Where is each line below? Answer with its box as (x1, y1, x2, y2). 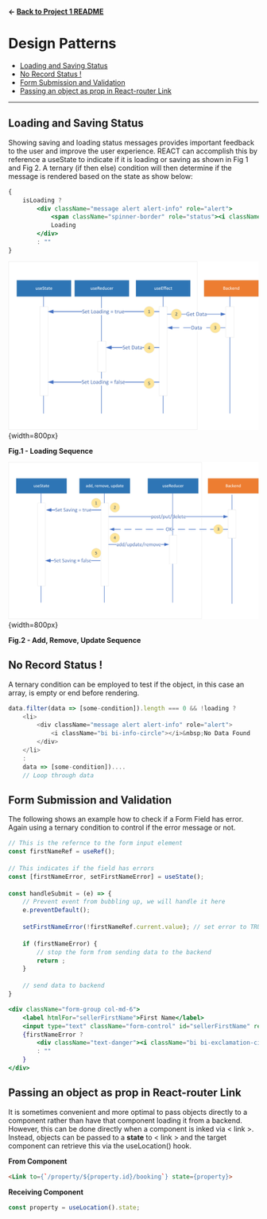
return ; (37, 957, 66, 965)
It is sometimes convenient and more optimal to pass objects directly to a (8, 1107, 248, 1116)
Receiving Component (8, 1187, 83, 1197)
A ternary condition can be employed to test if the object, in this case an (8, 679, 245, 689)
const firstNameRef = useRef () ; (8, 848, 115, 856)
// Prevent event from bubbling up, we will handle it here (22, 898, 226, 906)
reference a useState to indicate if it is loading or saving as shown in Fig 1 (8, 154, 249, 164)
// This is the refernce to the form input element (8, 839, 183, 847)
